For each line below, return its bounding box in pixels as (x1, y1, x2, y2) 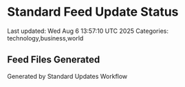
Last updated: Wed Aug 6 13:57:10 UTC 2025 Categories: (7, 27, 168, 35)
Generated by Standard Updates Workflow (7, 72, 128, 80)
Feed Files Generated (7, 54, 100, 66)
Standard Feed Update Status (7, 4, 179, 20)
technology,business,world (7, 34, 84, 42)
